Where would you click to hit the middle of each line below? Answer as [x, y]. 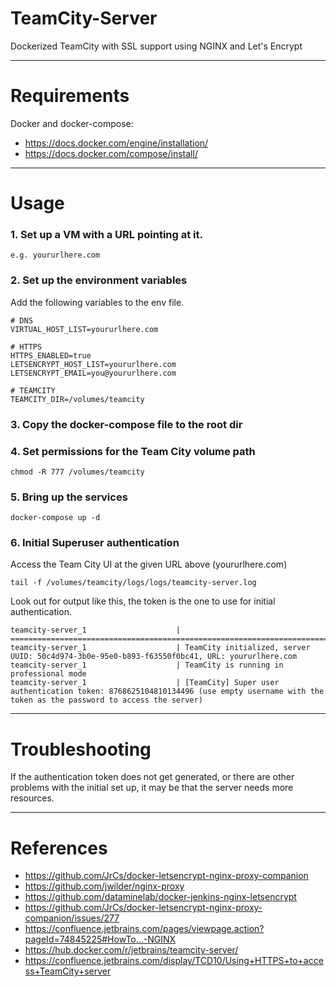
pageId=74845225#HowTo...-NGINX [100, 939]
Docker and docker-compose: [72, 123]
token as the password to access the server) [106, 700]
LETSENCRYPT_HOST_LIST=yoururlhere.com [93, 364]
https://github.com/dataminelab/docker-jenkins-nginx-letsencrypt [160, 897]
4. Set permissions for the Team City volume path [133, 451]
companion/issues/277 [72, 918]
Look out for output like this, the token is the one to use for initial [143, 601]
